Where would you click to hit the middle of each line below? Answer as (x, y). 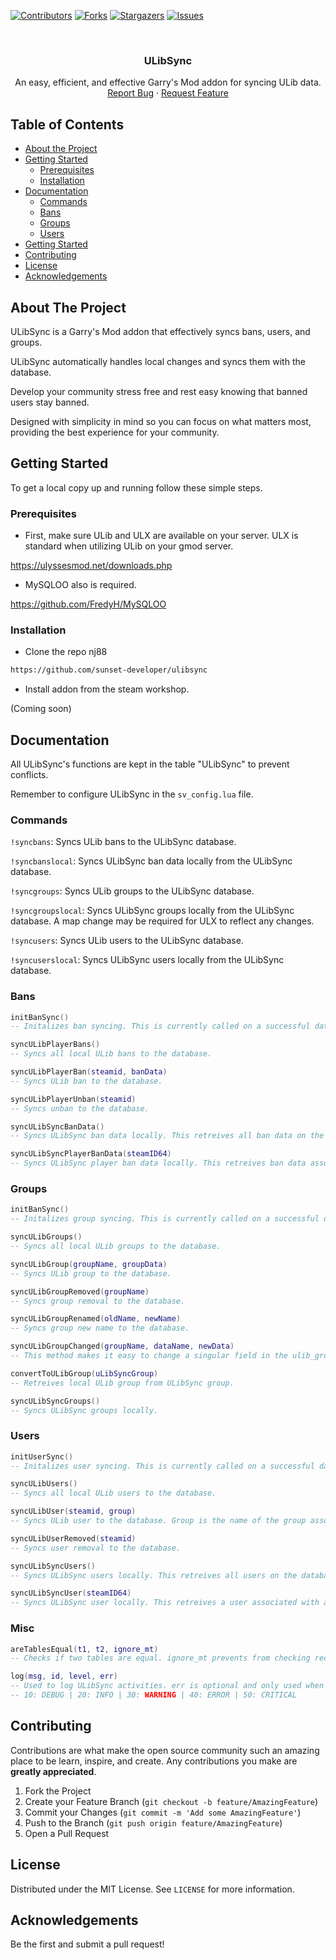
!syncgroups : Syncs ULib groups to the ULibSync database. (132, 891)
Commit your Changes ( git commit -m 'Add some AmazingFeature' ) (163, 1812)
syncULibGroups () (46, 1237)
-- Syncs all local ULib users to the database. (113, 1493)
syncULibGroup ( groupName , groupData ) (89, 1264)
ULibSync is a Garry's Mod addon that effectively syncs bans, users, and (160, 331)
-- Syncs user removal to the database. (96, 1548)
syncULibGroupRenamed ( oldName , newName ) (96, 1319)
